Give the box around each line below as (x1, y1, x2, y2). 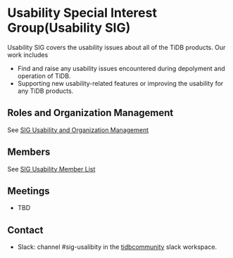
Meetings (7, 185, 51, 197)
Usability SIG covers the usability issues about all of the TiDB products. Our (7, 43, 226, 51)
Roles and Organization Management (7, 107, 174, 119)
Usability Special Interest (7, 5, 157, 21)
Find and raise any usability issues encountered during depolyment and (17, 64, 225, 72)
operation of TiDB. (17, 72, 71, 80)
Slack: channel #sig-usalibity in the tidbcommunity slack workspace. (17, 243, 217, 251)
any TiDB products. (17, 86, 74, 95)
